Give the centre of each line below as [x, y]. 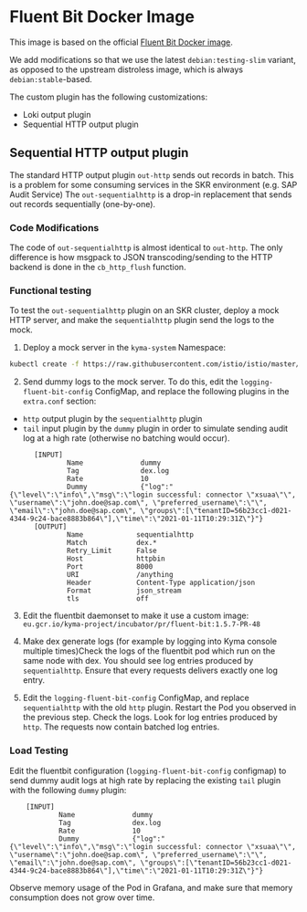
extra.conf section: [59, 401]
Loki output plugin [57, 114]
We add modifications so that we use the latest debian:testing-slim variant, [153, 59]
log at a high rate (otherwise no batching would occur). [126, 438]
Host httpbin [116, 559]
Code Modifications [54, 227]
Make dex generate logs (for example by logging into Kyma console [149, 642]
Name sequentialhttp [131, 535]
